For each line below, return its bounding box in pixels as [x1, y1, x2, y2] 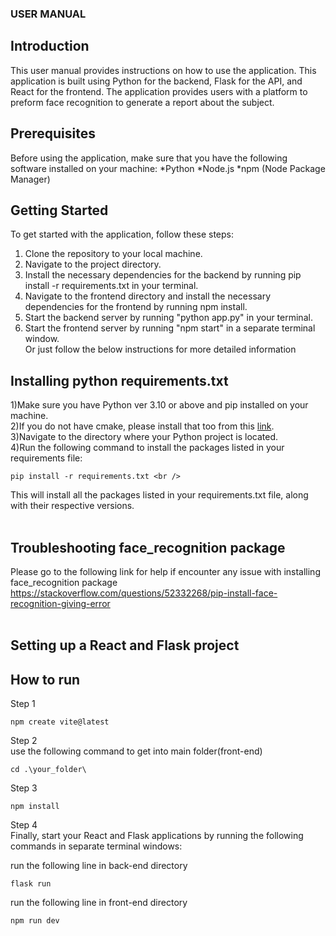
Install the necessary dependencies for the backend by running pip [24, 269, 302, 281]
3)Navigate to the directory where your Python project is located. [10, 431, 279, 443]
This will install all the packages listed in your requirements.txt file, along [10, 489, 309, 501]
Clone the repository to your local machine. [24, 248, 203, 260]
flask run [10, 879, 52, 889]
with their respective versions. [10, 500, 135, 512]
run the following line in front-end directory [10, 897, 188, 909]
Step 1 [10, 698, 36, 710]
